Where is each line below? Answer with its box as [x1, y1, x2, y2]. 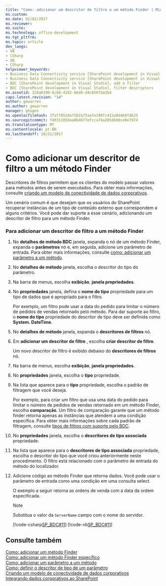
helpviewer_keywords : [5, 67, 50, 72]
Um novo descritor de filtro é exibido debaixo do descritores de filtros [12, 348, 156, 354]
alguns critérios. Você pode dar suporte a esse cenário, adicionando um [5, 210, 152, 216]
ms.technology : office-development [5, 30, 79, 35]
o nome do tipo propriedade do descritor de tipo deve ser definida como [12, 314, 161, 320]
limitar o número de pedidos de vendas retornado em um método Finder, [12, 402, 161, 408]
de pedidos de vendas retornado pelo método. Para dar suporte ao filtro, [12, 309, 161, 315]
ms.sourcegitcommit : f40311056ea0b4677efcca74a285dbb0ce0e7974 [5, 117, 138, 123]
